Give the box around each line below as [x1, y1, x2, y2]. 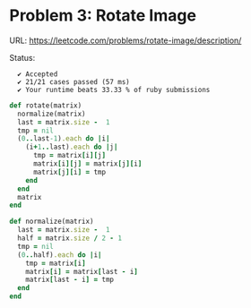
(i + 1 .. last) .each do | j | [25, 142, 118, 152]
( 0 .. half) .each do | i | [17, 250, 102, 260]
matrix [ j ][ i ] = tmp [32, 167, 106, 176]
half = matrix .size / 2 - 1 [17, 234, 123, 243]
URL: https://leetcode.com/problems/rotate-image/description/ [9, 35, 242, 46]
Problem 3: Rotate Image [9, 5, 197, 26]
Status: [9, 52, 36, 63]
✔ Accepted [17, 69, 58, 79]
